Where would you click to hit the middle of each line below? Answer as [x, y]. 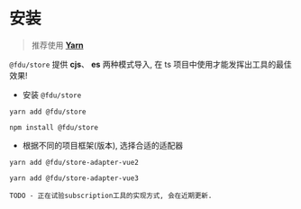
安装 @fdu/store [52, 95]
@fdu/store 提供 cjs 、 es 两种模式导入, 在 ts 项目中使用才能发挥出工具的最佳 [151, 64]
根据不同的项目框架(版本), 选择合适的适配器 [102, 145]
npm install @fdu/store [54, 127]
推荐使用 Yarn [57, 45]
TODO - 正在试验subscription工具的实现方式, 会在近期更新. [111, 195]
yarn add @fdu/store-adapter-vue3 [74, 178]
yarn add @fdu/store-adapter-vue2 [74, 162]
